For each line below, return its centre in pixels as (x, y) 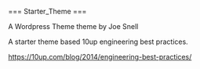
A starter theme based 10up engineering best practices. (98, 42)
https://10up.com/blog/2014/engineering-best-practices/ (100, 57)
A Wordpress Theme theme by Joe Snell (73, 26)
